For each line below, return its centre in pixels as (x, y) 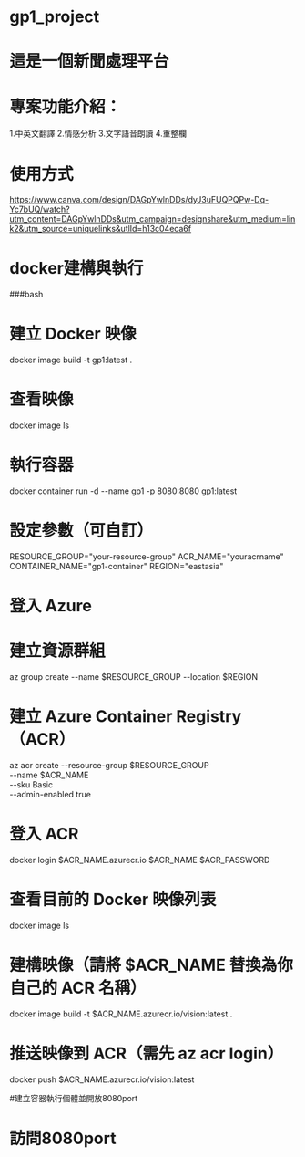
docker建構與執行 (76, 269)
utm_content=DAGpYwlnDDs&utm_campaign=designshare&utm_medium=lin (152, 219)
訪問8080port (63, 1138)
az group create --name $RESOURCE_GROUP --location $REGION (134, 677)
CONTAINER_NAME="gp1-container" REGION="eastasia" (117, 566)
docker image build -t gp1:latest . (71, 360)
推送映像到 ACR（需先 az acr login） (147, 1053)
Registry (209, 717)
